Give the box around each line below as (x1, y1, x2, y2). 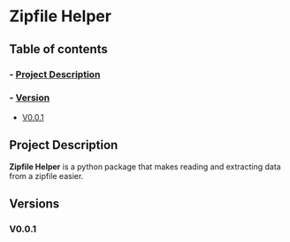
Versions (9, 197, 60, 211)
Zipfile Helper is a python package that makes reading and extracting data (9, 161, 281, 172)
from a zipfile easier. (9, 170, 84, 181)
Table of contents (9, 42, 108, 57)
